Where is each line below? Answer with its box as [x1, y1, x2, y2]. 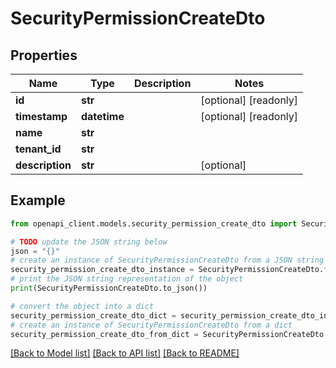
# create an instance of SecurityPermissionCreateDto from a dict [10, 320, 293, 330]
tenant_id [15, 142, 62, 156]
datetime [80, 110, 125, 123]
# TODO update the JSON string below [10, 237, 168, 247]
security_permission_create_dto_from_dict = [10, 329, 199, 339]
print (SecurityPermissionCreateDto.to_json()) [10, 283, 208, 294]
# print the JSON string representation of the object [10, 274, 244, 284]
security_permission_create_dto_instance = [10, 265, 195, 275]
